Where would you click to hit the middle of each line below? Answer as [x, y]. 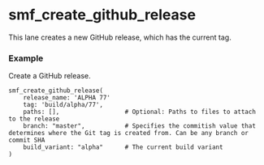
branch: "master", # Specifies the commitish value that [139, 126]
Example [26, 58]
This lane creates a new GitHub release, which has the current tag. [120, 37]
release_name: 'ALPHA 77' [67, 98]
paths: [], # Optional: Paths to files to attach [139, 112]
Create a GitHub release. [50, 76]
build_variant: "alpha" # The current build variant [123, 147]
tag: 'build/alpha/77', [63, 105]
